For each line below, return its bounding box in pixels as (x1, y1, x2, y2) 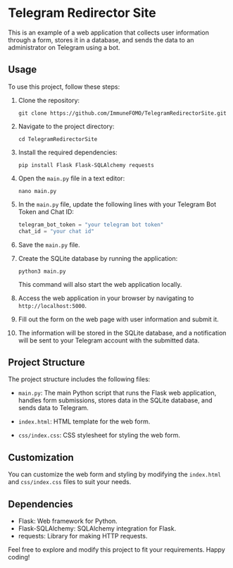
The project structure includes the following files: (8, 375, 151, 383)
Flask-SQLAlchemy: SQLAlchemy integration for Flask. (18, 524, 177, 533)
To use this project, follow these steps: (8, 82, 120, 91)
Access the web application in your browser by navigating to (18, 294, 194, 302)
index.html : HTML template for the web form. (18, 417, 151, 426)
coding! (8, 552, 30, 561)
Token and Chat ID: (18, 207, 75, 216)
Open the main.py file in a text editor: (18, 174, 125, 183)
